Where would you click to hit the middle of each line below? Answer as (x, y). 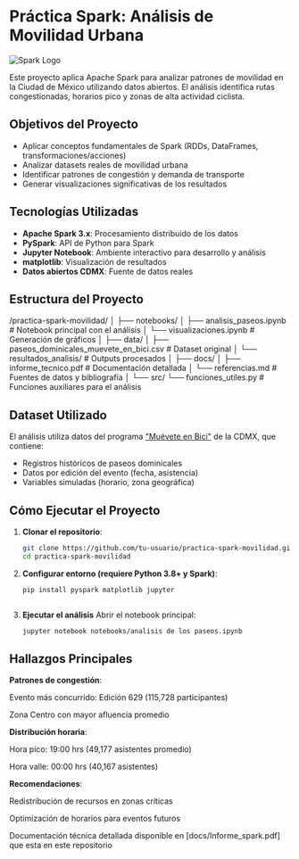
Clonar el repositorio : (62, 532)
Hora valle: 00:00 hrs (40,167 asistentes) (84, 767)
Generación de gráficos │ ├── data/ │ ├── (89, 340)
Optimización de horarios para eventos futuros (95, 819)
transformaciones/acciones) (74, 155)
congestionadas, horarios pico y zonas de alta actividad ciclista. (127, 96)
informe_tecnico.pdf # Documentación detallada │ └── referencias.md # (143, 368)
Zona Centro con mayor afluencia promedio (89, 714)
